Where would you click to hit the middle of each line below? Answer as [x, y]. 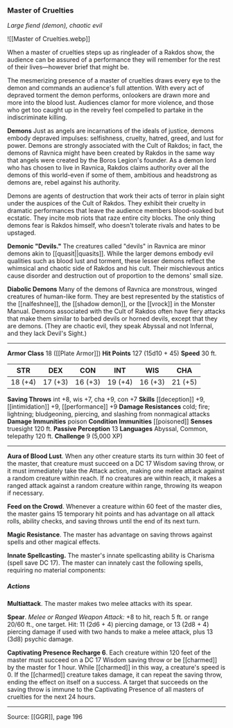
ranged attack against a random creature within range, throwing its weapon [115, 486]
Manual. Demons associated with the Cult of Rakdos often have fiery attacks [116, 312]
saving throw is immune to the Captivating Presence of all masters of [106, 690]
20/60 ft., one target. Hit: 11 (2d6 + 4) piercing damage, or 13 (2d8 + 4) [108, 625]
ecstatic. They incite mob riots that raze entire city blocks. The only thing [112, 218]
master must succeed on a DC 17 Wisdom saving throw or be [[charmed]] [112, 660]
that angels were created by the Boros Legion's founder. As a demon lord [112, 160]
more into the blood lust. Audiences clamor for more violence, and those [111, 103]
